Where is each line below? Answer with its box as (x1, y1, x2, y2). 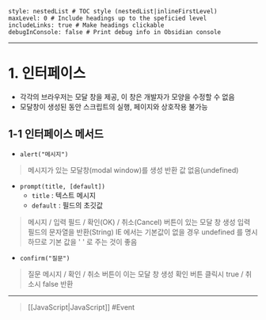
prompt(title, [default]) (19, 182, 105, 190)
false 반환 (42, 279, 74, 288)
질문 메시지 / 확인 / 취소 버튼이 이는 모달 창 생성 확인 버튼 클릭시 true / (27, 269, 244, 279)
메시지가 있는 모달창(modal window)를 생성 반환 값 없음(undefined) (27, 165, 239, 174)
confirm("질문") (19, 254, 70, 262)
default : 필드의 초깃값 (31, 200, 103, 210)
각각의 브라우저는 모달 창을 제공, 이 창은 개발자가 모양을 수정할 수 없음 (19, 92, 235, 101)
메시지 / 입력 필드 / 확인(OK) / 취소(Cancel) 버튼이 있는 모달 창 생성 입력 (27, 217, 251, 227)
